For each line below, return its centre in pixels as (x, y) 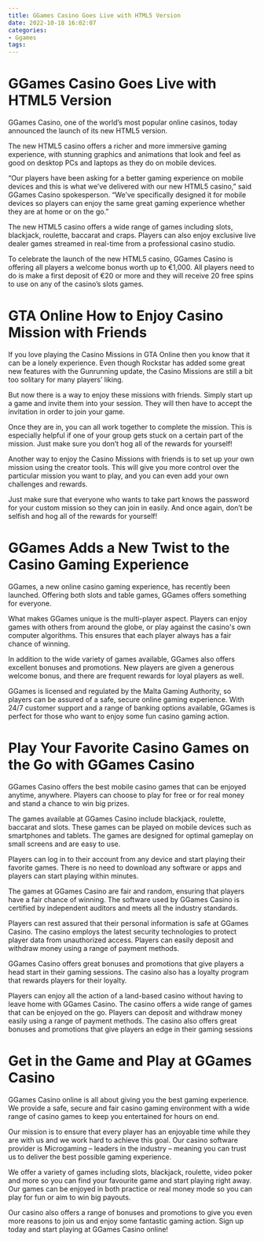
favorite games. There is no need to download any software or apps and (125, 867)
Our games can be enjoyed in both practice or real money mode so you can (130, 1188)
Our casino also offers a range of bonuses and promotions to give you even (130, 1212)
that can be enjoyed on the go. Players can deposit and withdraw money (125, 1012)
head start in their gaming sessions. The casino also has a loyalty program (128, 972)
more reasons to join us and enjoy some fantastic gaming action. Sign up (126, 1221)
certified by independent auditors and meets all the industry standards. (123, 908)
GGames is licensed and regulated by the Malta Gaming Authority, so (120, 691)
